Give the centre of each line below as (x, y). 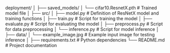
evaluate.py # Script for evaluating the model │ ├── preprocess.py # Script (84, 24)
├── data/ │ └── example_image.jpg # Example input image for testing (80, 35)
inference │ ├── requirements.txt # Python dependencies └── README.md (85, 40)
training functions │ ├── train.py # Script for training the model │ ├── (79, 18)
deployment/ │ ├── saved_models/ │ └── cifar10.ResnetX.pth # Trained (81, 8)
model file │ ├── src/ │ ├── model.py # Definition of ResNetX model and (82, 13)
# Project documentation (31, 45)
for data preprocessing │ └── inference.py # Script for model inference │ (82, 29)
